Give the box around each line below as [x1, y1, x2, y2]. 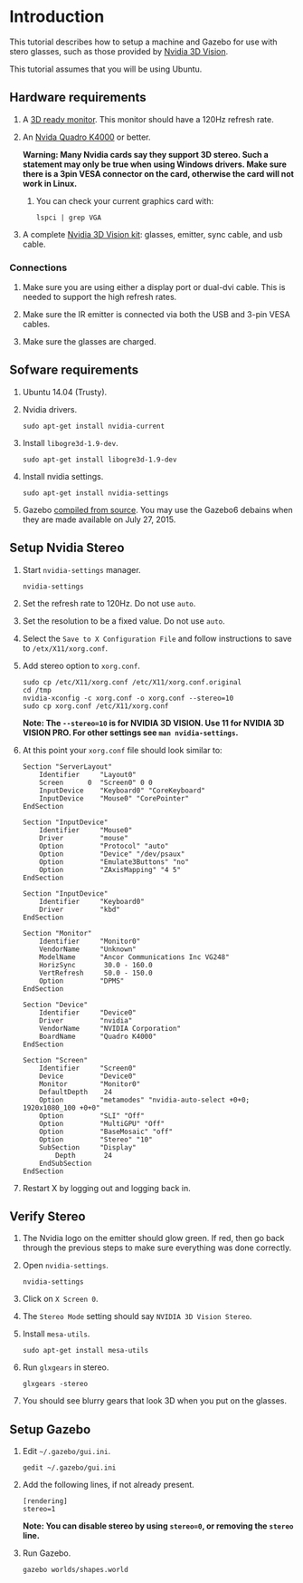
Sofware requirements [9, 363, 139, 378]
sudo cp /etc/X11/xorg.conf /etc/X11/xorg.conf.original [22, 677, 242, 686]
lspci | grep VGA [35, 213, 102, 222]
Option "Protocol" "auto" [39, 841, 169, 850]
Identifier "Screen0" [39, 1063, 137, 1073]
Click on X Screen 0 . [22, 1294, 99, 1305]
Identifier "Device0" [39, 1008, 137, 1017]
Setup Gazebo [9, 1422, 91, 1437]
